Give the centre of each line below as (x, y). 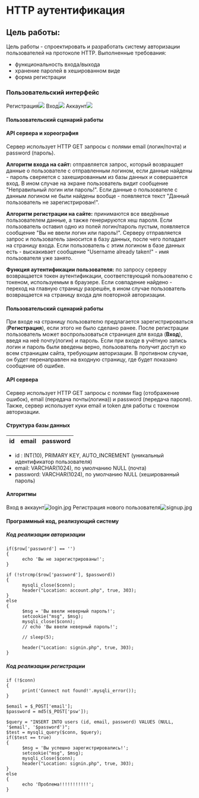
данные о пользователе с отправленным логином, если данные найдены (99, 171)
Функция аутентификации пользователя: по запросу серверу (86, 270)
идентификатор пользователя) (53, 461)
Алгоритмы (21, 494)
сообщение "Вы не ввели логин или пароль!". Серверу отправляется (94, 233)
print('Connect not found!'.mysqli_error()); (79, 691)
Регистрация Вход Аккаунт (46, 106)
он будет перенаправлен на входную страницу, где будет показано (92, 360)
